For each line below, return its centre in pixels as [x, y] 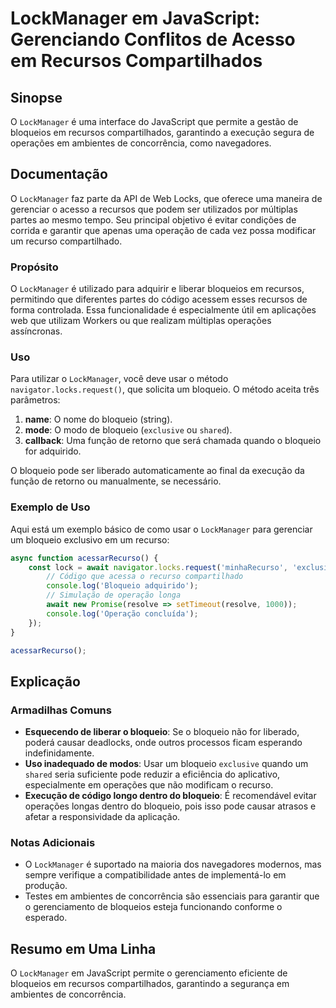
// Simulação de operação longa [114, 595]
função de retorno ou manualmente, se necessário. [116, 481]
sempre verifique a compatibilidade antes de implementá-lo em [155, 875]
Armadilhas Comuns [61, 710]
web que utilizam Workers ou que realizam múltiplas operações [141, 321]
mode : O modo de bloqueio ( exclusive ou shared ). [128, 430]
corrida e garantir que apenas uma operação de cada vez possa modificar [163, 230]
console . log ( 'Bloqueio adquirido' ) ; [122, 586]
